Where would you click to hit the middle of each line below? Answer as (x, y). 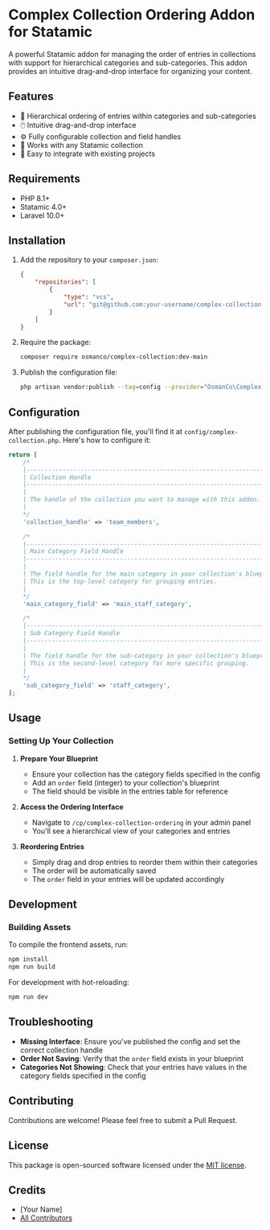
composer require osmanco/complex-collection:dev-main (114, 357)
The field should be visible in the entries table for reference (130, 791)
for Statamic (50, 32)
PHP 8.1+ (35, 198)
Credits (27, 1190)
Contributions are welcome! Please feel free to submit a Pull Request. (123, 1120)
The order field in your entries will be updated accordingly (128, 879)
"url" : (74, 304)
